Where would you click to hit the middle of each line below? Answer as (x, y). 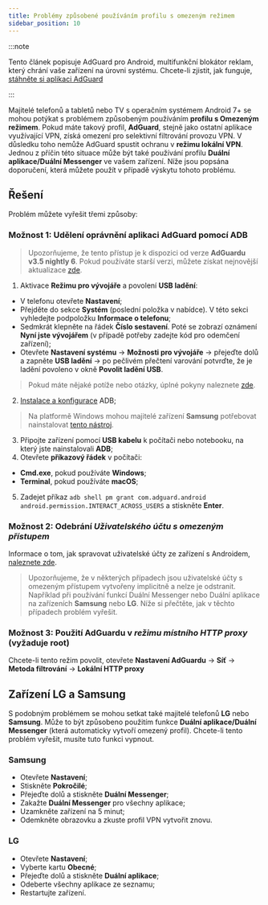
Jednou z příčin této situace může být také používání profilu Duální (119, 153)
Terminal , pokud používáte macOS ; (79, 481)
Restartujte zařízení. (53, 892)
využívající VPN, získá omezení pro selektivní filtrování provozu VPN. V (125, 135)
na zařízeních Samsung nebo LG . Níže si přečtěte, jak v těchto (131, 603)
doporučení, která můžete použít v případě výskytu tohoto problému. (122, 170)
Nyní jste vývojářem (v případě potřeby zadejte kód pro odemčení (130, 335)
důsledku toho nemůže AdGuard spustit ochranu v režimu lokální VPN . (126, 144)
